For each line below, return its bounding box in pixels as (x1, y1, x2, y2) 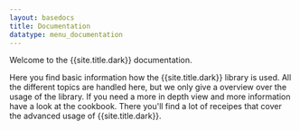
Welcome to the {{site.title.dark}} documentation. (9, 55, 192, 66)
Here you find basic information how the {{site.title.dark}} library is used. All (9, 72, 292, 83)
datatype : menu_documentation (9, 30, 124, 39)
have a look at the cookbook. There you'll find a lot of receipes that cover (9, 101, 283, 112)
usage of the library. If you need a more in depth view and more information (9, 91, 291, 102)
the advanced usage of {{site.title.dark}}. (9, 110, 162, 122)
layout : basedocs (9, 13, 75, 23)
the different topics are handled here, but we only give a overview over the (9, 82, 287, 93)
